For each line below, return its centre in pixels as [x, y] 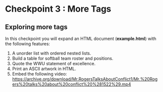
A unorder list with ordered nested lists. [52, 53]
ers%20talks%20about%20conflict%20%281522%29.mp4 [72, 84]
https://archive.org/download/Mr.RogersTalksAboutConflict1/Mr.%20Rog [85, 79]
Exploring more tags [36, 27]
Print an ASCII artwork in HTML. [44, 69]
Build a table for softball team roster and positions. [63, 58]
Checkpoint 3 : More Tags [58, 9]
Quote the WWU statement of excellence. [54, 64]
